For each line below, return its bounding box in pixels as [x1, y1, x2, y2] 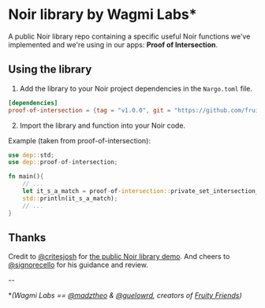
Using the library [8, 63, 92, 76]
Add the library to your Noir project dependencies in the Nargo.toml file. [19, 83, 253, 93]
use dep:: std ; [8, 151, 55, 159]
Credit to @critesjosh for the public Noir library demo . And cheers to [8, 252, 230, 262]
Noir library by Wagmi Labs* [8, 6, 197, 24]
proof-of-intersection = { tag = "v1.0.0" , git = [8, 106, 171, 114]
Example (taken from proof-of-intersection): [8, 135, 151, 145]
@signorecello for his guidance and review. [8, 260, 148, 269]
